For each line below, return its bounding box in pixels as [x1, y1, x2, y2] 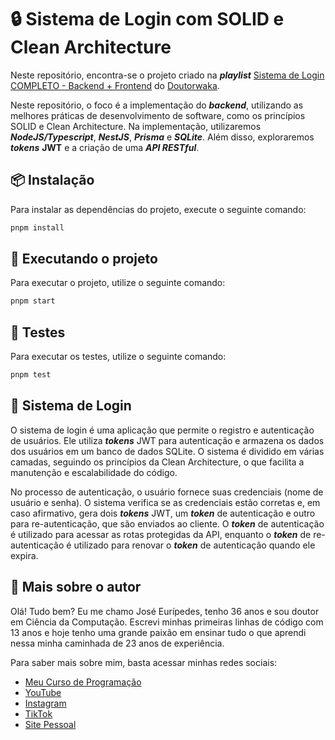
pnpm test [10, 370, 52, 380]
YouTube [24, 686, 62, 698]
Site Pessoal [24, 718, 77, 730]
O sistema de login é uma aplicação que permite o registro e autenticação [10, 424, 315, 436]
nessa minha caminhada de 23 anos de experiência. [10, 637, 225, 649]
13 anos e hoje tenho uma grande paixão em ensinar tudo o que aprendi [10, 626, 307, 638]
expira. [10, 549, 39, 561]
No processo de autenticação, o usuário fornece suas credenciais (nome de [10, 486, 324, 498]
